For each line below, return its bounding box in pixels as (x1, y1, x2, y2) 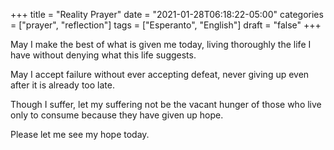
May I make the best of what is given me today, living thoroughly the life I (10, 39, 312, 50)
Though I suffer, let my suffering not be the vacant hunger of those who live (10, 99, 322, 110)
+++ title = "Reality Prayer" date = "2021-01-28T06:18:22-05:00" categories (10, 9, 324, 20)
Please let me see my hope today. (10, 129, 150, 140)
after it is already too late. (10, 79, 115, 91)
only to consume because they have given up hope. (10, 109, 224, 121)
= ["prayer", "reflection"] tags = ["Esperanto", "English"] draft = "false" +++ (10, 19, 322, 31)
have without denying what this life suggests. (10, 49, 197, 61)
